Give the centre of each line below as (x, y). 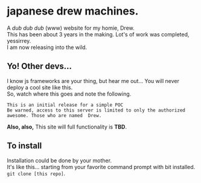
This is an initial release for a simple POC (65, 105)
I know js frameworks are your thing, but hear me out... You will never (93, 81)
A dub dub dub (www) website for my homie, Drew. (71, 28)
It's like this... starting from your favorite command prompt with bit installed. (101, 167)
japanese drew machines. (73, 11)
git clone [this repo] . (36, 173)
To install (24, 146)
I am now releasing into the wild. (47, 47)
